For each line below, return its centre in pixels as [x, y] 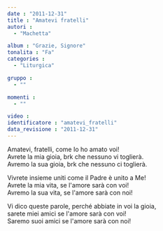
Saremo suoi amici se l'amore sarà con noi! [69, 220]
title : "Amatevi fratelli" [48, 20]
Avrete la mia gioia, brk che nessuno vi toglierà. [76, 156]
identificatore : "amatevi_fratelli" [62, 123]
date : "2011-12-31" [37, 14]
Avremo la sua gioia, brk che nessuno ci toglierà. [77, 164]
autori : [20, 27]
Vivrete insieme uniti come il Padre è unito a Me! [77, 177]
